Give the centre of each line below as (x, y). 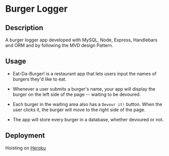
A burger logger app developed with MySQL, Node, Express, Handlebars (81, 40)
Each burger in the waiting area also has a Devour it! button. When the (87, 104)
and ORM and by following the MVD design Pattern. (59, 45)
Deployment (25, 136)
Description (24, 28)
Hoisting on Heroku (25, 148)
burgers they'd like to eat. (39, 79)
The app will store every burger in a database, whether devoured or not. (88, 119)
